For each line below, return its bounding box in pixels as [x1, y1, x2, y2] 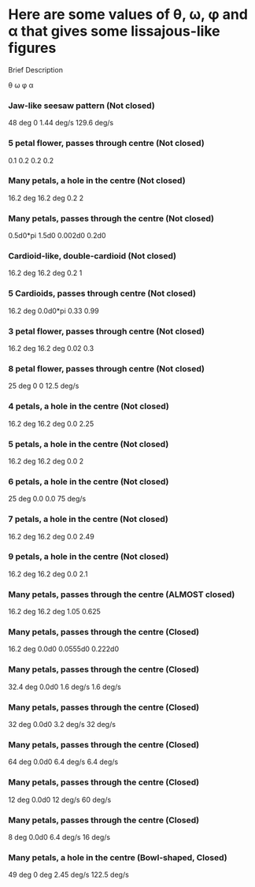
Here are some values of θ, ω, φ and [8, 6, 248, 24]
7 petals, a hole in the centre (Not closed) [8, 514, 169, 525]
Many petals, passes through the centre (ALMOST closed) [8, 589, 235, 600]
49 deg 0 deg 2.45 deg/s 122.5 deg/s [8, 870, 130, 880]
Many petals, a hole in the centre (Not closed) [8, 175, 187, 186]
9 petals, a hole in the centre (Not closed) [8, 551, 169, 562]
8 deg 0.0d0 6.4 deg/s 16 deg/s [8, 832, 111, 841]
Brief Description [8, 65, 63, 74]
